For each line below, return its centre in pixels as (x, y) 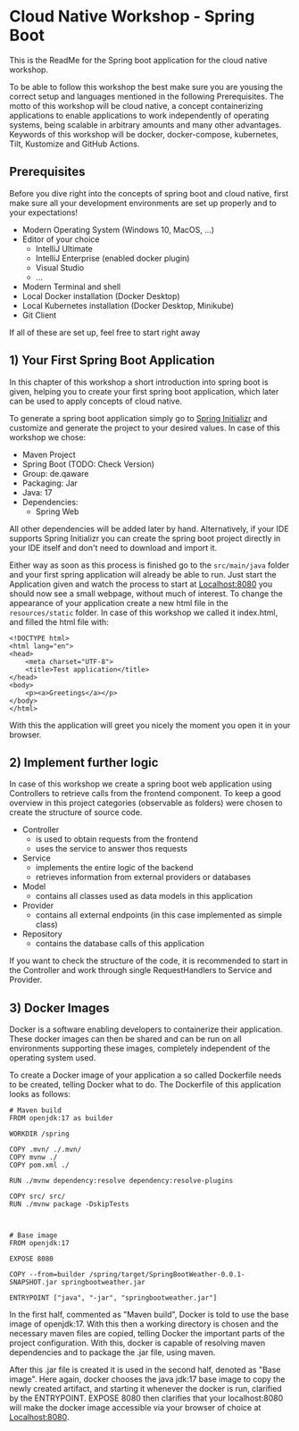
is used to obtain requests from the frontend (116, 839)
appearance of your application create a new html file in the (119, 603)
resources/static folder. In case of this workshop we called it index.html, (144, 612)
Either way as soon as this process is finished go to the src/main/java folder (149, 565)
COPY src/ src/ (37, 1197)
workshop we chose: (48, 437)
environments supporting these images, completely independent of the (140, 1048)
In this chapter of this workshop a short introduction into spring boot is (139, 382)
